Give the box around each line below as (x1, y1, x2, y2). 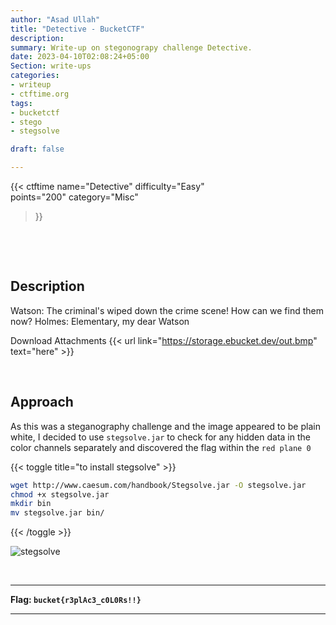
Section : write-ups (10, 61, 92, 71)
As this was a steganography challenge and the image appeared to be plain (10, 420, 321, 432)
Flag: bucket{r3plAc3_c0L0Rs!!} (10, 594, 142, 606)
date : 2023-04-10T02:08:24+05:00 (10, 52, 150, 62)
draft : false (10, 144, 65, 155)
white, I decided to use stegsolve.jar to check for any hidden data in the (10, 431, 311, 443)
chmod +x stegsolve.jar (10, 489, 110, 500)
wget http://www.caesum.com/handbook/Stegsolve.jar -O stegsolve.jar (10, 480, 307, 490)
